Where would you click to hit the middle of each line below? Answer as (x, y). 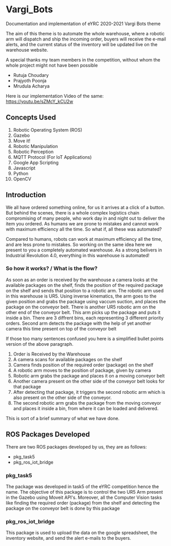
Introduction (26, 195)
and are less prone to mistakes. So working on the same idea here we (79, 244)
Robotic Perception (33, 152)
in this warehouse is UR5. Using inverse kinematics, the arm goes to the (81, 296)
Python (21, 173)
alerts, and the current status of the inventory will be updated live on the (82, 44)
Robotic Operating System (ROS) (48, 130)
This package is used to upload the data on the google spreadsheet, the (81, 533)
